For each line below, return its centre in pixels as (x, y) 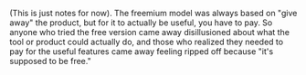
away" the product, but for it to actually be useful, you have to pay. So (141, 23)
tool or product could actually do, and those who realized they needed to (147, 42)
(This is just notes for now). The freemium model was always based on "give (153, 13)
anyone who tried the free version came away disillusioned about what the (150, 32)
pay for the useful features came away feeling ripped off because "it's (142, 52)
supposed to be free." (50, 61)
